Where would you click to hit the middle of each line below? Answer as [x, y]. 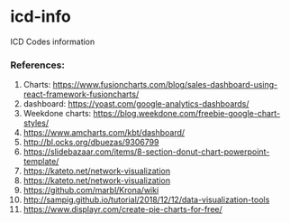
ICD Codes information [53, 42]
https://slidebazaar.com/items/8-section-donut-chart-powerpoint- [146, 152]
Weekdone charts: [57, 114]
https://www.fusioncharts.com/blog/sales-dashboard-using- [165, 85]
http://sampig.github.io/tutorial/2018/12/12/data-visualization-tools [146, 200]
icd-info [41, 17]
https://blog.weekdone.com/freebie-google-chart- [187, 114]
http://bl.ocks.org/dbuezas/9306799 [91, 143]
